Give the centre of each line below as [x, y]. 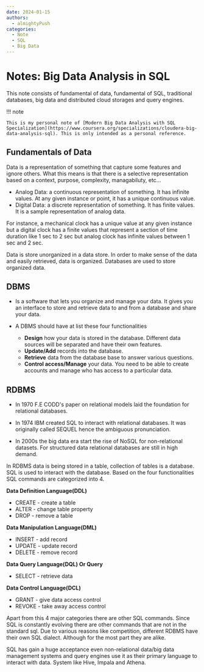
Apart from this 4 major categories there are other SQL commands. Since [98, 618]
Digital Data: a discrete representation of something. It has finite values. [105, 205]
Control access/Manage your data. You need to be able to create [107, 364]
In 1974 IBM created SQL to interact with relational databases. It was [100, 423]
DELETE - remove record [46, 552]
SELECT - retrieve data [44, 576]
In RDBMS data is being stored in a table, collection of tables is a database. [100, 466]
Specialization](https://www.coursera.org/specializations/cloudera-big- [102, 128]
